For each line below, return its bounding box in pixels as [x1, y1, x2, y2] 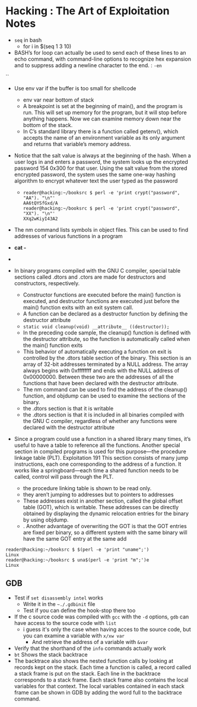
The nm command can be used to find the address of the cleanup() [23, 386, 188, 393]
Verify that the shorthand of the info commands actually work [14, 645, 166, 652]
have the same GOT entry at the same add [23, 535, 127, 542]
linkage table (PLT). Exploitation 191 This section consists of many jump [14, 454, 189, 461]
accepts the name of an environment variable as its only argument [23, 134, 185, 141]
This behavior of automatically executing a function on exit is [23, 348, 172, 355]
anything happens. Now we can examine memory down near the [23, 115, 182, 122]
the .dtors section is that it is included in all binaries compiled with [23, 411, 185, 418]
